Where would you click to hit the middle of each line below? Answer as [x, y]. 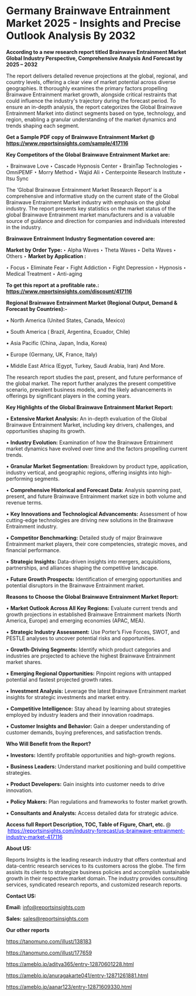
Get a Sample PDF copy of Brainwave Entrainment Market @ [80, 137]
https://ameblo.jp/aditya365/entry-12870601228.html [70, 964]
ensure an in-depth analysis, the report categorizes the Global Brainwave [94, 107]
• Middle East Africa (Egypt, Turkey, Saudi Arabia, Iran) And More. [86, 365]
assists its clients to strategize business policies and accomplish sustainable [98, 872]
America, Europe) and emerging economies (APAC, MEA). [75, 621]
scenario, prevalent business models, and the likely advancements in [89, 389]
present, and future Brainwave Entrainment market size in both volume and [96, 496]
